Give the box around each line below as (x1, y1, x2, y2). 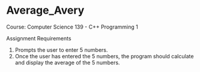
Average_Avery (6, 4, 85, 17)
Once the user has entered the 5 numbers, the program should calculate (14, 52, 194, 60)
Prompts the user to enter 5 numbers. (14, 46, 108, 54)
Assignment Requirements (6, 35, 71, 42)
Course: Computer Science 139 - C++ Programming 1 (6, 23, 138, 30)
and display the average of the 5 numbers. (14, 59, 120, 66)
